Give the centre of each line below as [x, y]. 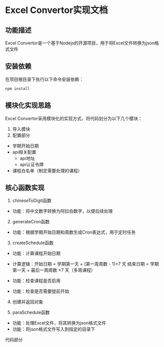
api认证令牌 [32, 164]
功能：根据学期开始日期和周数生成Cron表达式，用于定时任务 [74, 232]
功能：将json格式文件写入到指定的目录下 [54, 329]
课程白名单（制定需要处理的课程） [47, 171]
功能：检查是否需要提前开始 [41, 291]
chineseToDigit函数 [32, 201]
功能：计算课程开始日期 [36, 254]
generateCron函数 [31, 222]
